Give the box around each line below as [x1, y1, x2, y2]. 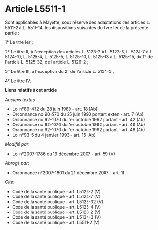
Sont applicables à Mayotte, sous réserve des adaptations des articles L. [5, 19, 151, 25]
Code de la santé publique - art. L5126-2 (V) [12, 209, 101, 215]
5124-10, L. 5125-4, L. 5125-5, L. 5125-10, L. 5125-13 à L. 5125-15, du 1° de [5, 53, 153, 59]
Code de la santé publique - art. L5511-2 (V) [12, 219, 100, 225]
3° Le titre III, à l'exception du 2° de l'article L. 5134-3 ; [5, 68, 114, 74]
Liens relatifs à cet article [5, 87, 57, 93]
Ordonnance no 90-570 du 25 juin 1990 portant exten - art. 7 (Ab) [12, 111, 144, 117]
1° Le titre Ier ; [5, 39, 33, 45]
